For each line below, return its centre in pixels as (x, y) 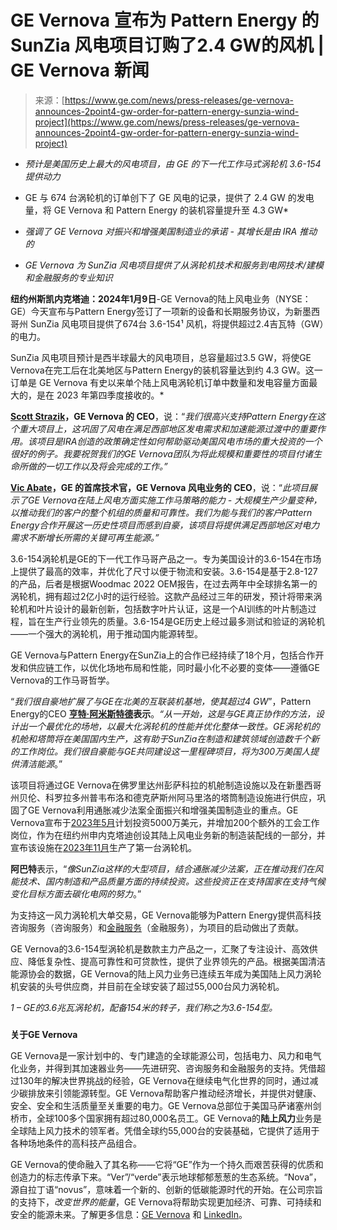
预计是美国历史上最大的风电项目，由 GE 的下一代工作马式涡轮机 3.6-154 (173, 163)
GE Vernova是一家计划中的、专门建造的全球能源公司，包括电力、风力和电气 (166, 1055)
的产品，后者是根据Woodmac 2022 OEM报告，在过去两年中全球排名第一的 (164, 583)
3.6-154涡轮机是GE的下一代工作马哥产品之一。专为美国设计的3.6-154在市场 (166, 558)
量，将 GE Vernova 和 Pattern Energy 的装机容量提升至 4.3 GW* (157, 210)
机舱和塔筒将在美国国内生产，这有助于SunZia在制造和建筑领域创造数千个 (161, 738)
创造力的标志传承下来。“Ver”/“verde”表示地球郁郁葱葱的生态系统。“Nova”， (166, 1177)
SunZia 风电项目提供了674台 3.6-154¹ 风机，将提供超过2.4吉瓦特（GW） (177, 323)
